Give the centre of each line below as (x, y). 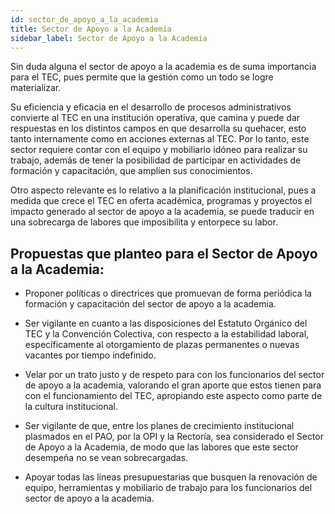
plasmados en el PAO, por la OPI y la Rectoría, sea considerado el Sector (174, 437)
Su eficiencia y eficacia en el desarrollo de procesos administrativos (151, 107)
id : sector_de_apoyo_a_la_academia (84, 19)
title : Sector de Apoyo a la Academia (91, 29)
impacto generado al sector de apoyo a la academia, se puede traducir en (162, 212)
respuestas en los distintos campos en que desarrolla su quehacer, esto (158, 128)
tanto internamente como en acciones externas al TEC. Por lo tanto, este (160, 139)
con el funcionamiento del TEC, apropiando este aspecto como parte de (173, 396)
